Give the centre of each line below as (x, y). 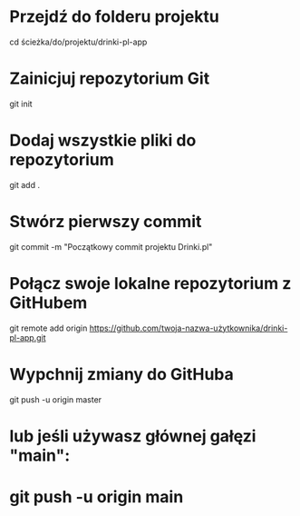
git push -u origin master (56, 399)
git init (21, 104)
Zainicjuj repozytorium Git (110, 79)
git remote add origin (48, 328)
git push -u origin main (97, 497)
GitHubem (48, 303)
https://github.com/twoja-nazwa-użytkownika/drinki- (189, 328)
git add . (25, 184)
